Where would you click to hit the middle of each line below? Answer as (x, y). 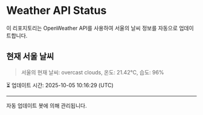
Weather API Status (56, 11)
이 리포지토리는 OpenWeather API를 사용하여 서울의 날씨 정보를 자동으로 (92, 28)
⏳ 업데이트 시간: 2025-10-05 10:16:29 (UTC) (60, 85)
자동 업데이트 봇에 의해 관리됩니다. (47, 105)
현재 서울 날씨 (30, 57)
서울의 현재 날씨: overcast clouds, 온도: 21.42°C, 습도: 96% (92, 72)
